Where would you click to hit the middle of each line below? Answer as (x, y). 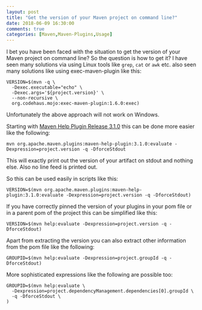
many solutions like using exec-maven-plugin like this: (74, 71)
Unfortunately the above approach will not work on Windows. (83, 115)
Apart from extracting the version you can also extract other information (96, 241)
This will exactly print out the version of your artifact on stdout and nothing (99, 161)
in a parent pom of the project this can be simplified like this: (82, 213)
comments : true (25, 29)
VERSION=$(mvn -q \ (31, 83)
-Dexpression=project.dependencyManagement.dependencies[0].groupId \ (103, 291)
